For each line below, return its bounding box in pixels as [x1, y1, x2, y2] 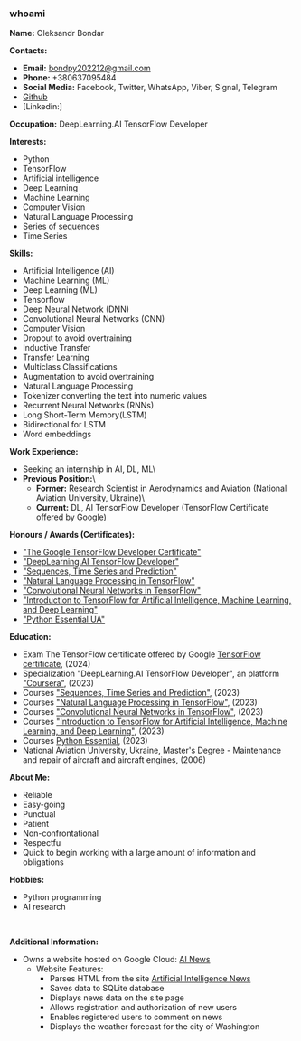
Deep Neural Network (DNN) [22, 304, 129, 314]
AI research [22, 902, 66, 913]
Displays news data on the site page [49, 992, 185, 1003]
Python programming [22, 892, 102, 903]
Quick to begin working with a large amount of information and [22, 848, 256, 858]
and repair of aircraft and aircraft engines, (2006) [22, 755, 206, 765]
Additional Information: [9, 936, 99, 947]
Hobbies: [9, 875, 45, 886]
